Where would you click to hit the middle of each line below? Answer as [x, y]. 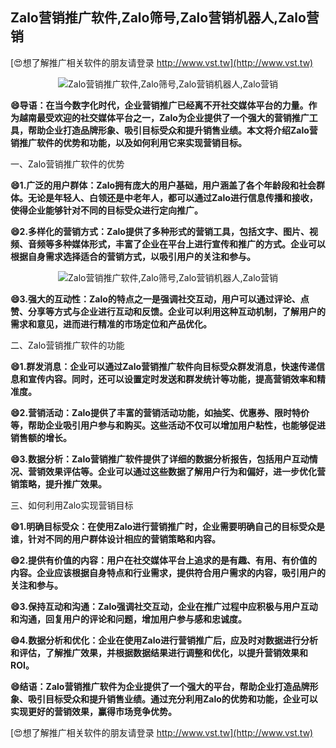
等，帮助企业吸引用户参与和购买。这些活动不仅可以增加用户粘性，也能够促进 [168, 425]
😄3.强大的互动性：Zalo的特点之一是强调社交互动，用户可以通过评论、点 [160, 299]
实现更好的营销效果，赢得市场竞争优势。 [93, 711]
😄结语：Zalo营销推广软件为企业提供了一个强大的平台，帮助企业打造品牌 [160, 686]
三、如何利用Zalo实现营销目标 [72, 505]
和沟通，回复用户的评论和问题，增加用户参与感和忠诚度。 [128, 619]
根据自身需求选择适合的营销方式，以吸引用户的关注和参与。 [133, 256]
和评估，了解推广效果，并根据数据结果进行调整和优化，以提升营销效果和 [159, 652]
